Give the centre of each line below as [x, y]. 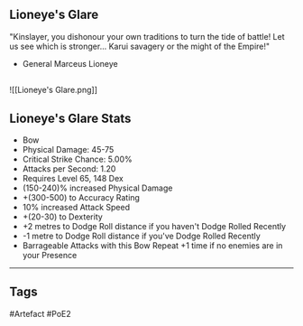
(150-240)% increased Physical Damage [97, 188]
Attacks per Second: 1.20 [69, 169]
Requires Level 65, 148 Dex [73, 179]
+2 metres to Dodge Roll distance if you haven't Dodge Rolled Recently [154, 227]
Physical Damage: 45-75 [68, 150]
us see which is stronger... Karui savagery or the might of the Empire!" [140, 46]
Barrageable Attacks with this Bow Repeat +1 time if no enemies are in [152, 246]
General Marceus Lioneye [70, 63]
